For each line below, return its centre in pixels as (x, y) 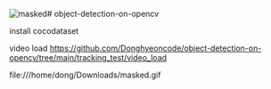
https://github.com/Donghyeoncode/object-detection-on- (156, 48)
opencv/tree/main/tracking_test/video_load (88, 57)
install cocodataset (44, 31)
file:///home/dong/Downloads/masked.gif (85, 75)
